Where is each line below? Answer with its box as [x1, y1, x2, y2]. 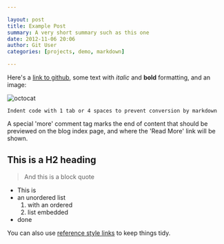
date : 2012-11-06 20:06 [7, 35, 76, 42]
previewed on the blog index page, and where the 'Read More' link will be [7, 127, 216, 135]
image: [7, 81, 27, 88]
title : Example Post [7, 22, 67, 30]
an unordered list [17, 193, 66, 201]
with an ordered [27, 200, 73, 209]
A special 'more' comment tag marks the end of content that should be [7, 120, 208, 128]
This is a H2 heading [7, 154, 96, 166]
